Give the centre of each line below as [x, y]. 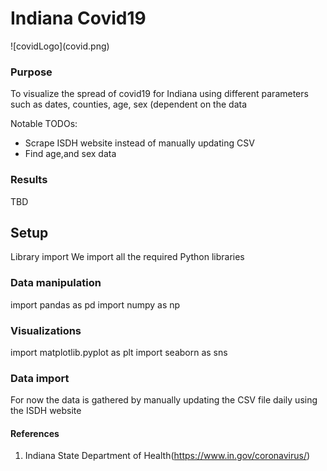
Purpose [31, 72]
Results [29, 180]
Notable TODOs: [44, 124]
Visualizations [46, 330]
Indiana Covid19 [78, 18]
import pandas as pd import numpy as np [95, 304]
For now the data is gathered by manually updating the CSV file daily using [164, 400]
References [35, 433]
